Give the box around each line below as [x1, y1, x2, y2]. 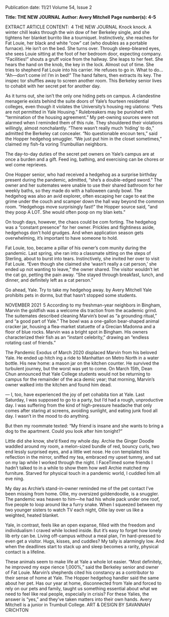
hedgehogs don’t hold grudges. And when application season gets [5, 230, 144, 236]
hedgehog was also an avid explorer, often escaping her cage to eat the [5, 193, 155, 199]
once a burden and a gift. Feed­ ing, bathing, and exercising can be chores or [5, 156, 164, 162]
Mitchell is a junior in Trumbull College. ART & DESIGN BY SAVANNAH [5, 602, 150, 607]
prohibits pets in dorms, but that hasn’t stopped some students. [5, 292, 137, 298]
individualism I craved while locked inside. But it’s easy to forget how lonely [5, 527, 162, 533]
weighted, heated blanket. [5, 512, 60, 518]
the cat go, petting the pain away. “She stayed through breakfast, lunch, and [5, 272, 164, 278]
